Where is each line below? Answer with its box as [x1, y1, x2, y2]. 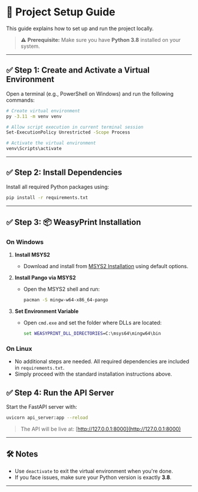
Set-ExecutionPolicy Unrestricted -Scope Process [6, 129, 131, 135]
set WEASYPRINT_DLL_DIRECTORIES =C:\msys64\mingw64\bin [23, 331, 161, 337]
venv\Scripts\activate [6, 146, 62, 152]
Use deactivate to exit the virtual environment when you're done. [14, 467, 173, 474]
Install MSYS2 [14, 251, 50, 259]
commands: [6, 96, 35, 103]
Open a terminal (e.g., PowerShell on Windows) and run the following [6, 90, 174, 97]
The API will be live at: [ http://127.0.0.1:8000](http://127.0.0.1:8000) [20, 425, 181, 433]
